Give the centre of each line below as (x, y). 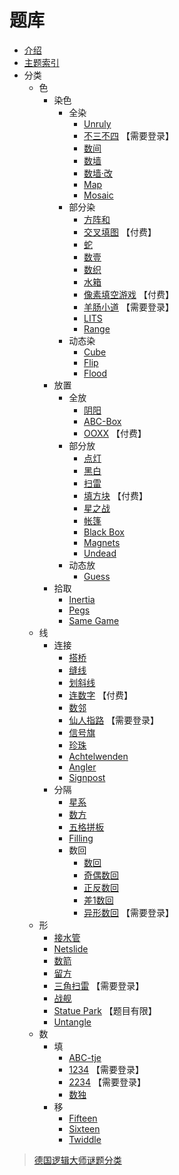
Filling (81, 838)
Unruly (97, 123)
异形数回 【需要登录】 (128, 912)
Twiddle (85, 1139)
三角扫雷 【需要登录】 (99, 985)
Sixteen (84, 1128)
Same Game (94, 620)
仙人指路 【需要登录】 (114, 720)
